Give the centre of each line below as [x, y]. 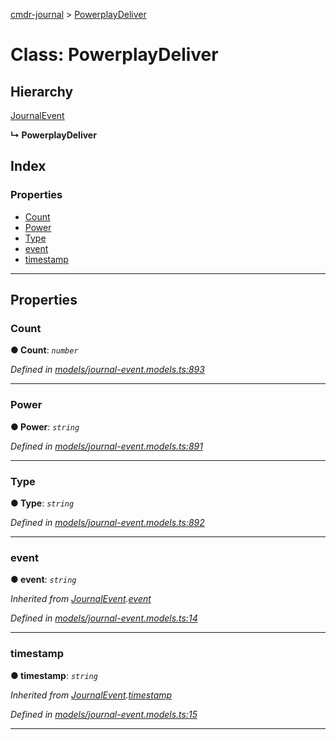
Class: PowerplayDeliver [114, 55]
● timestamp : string [54, 675]
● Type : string [42, 503]
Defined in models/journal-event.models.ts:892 [107, 522]
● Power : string [45, 426]
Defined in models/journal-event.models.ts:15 [104, 714]
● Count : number [44, 350]
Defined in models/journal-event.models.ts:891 [106, 446]
